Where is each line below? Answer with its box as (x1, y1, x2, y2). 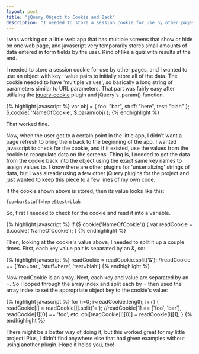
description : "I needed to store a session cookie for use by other (6, 20, 179, 25)
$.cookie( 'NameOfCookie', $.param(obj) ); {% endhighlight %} (6, 109, 160, 116)
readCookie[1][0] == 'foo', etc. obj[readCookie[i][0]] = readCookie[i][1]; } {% (6, 311, 192, 318)
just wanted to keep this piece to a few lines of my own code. (6, 176, 156, 184)
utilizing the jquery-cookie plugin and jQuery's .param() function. (6, 91, 165, 98)
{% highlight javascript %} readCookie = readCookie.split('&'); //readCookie (6, 256, 191, 263)
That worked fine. (6, 121, 49, 128)
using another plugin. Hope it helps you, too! (6, 341, 114, 348)
